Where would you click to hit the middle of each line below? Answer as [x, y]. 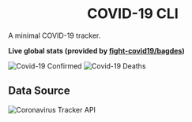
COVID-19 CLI [133, 14]
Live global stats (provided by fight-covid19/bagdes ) [96, 50]
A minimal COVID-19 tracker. [55, 35]
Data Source [39, 91]
